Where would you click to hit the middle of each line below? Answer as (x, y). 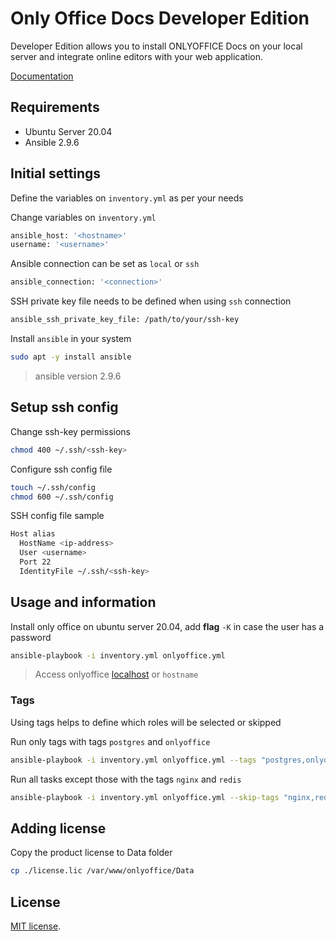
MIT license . (36, 926)
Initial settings (56, 173)
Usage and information (83, 602)
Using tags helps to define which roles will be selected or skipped (146, 722)
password (31, 637)
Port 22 (35, 562)
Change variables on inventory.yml (83, 217)
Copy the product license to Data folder (91, 853)
